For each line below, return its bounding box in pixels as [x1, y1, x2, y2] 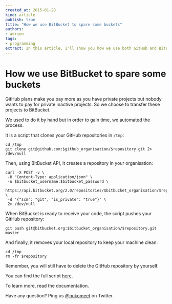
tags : [5, 36, 17, 42]
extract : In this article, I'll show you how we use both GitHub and [5, 46, 157, 51]
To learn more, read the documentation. [5, 282, 90, 289]
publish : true [5, 17, 36, 22]
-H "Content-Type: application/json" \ [7, 174, 93, 180]
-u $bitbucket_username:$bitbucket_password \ [7, 179, 109, 184]
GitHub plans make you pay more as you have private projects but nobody [5, 96, 162, 102]
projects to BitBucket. [5, 106, 51, 113]
